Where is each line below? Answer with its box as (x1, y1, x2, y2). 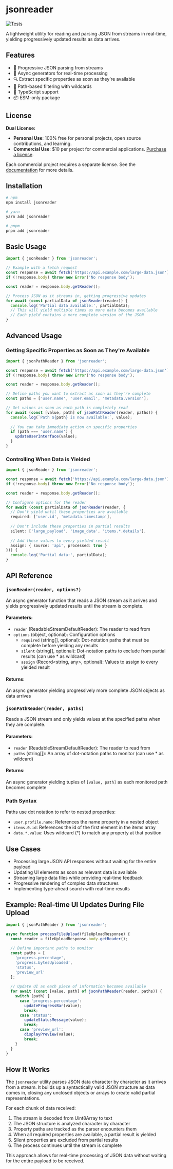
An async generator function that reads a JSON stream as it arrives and (6, 597, 157, 604)
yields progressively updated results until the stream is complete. (6, 602, 144, 609)
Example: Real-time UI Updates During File (6, 901, 144, 909)
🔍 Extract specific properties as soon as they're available (13, 76, 136, 82)
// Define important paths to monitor (10, 946, 94, 951)
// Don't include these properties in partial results (10, 524, 130, 529)
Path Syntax (6, 797, 37, 804)
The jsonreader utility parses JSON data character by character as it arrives (6, 1079, 166, 1085)
